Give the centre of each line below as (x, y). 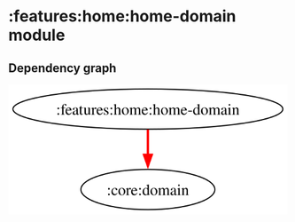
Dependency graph (62, 68)
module (37, 35)
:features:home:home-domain (122, 16)
